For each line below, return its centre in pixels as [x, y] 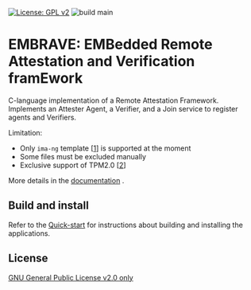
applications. [29, 233]
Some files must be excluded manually [83, 156]
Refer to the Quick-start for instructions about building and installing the [126, 225]
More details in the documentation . [66, 180]
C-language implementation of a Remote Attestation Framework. [114, 100]
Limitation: [25, 132]
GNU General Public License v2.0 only [71, 277]
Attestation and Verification [102, 62]
